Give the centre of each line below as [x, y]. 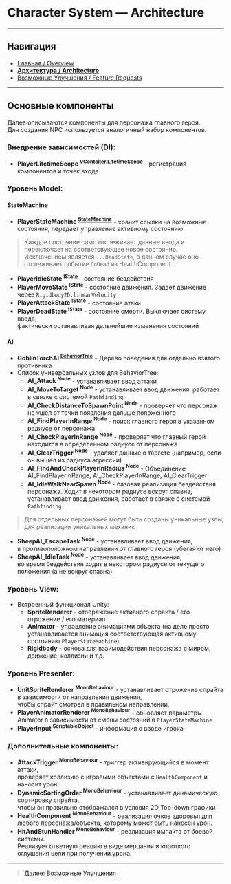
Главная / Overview [45, 63]
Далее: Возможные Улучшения [70, 873]
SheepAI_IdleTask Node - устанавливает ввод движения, [99, 557]
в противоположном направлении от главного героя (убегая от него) [119, 548]
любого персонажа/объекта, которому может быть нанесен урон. [115, 823]
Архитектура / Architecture [58, 70]
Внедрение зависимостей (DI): [61, 147]
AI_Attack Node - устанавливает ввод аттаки [92, 380]
